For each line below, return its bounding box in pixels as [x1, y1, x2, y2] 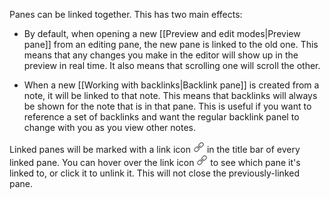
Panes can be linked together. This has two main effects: [9, 9, 243, 20]
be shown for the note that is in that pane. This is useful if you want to [23, 100, 312, 112]
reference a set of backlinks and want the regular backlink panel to [23, 111, 300, 123]
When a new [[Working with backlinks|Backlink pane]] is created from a [23, 79, 320, 91]
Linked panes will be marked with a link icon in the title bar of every [9, 144, 301, 155]
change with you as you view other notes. [23, 122, 197, 133]
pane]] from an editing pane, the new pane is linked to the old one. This [23, 39, 319, 50]
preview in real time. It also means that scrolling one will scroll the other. [23, 60, 321, 71]
